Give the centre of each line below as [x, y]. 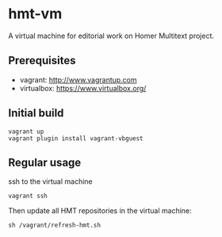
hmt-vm [35, 14]
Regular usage [45, 162]
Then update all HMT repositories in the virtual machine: [100, 211]
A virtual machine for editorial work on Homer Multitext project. [111, 36]
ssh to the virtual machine [50, 182]
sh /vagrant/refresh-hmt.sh [55, 226]
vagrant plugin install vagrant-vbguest [76, 138]
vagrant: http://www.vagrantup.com [78, 79]
